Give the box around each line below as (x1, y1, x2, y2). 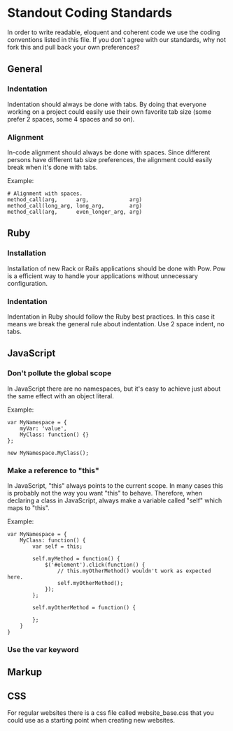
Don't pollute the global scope (7, 368, 112, 378)
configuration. (7, 279, 48, 287)
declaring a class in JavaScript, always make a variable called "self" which (7, 496, 223, 505)
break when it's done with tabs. (7, 163, 98, 171)
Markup (7, 666, 43, 679)
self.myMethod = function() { (32, 555, 120, 562)
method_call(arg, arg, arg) (7, 196, 142, 203)
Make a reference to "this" (7, 465, 99, 475)
